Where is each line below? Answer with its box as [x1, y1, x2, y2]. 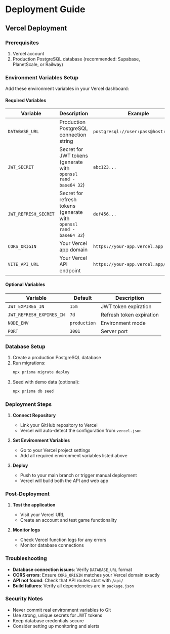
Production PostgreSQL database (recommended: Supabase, [12, 56, 140, 62]
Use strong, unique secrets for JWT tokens [12, 612, 103, 618]
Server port [100, 328, 128, 335]
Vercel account [12, 50, 45, 56]
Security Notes [5, 595, 43, 603]
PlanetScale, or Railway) [12, 61, 63, 67]
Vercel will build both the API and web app [20, 478, 109, 484]
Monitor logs [12, 527, 40, 533]
